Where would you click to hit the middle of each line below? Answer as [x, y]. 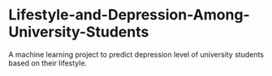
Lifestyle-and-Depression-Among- [129, 15]
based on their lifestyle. [48, 63]
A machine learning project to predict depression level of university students [136, 54]
